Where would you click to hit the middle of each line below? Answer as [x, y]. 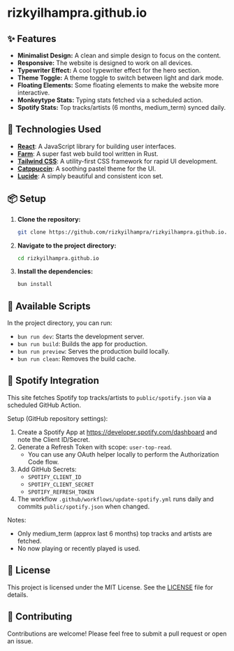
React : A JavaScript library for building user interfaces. [97, 146]
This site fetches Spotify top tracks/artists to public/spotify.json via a [109, 397]
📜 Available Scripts [49, 306]
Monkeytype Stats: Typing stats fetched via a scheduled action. [110, 100]
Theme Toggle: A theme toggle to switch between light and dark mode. [120, 78]
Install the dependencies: [55, 271]
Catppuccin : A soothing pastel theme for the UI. [87, 169]
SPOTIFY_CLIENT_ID [54, 477]
